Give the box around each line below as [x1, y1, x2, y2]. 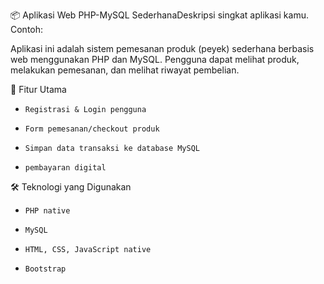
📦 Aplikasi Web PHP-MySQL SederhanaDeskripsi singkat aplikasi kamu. [10, 9, 309, 21]
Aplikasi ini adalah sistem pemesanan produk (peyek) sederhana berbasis [10, 43, 315, 54]
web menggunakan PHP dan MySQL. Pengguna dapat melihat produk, [10, 54, 300, 65]
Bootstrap [24, 264, 67, 274]
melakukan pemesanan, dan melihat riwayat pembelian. [10, 64, 240, 76]
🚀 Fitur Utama [10, 84, 67, 95]
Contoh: [10, 24, 44, 35]
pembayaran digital [24, 163, 107, 173]
